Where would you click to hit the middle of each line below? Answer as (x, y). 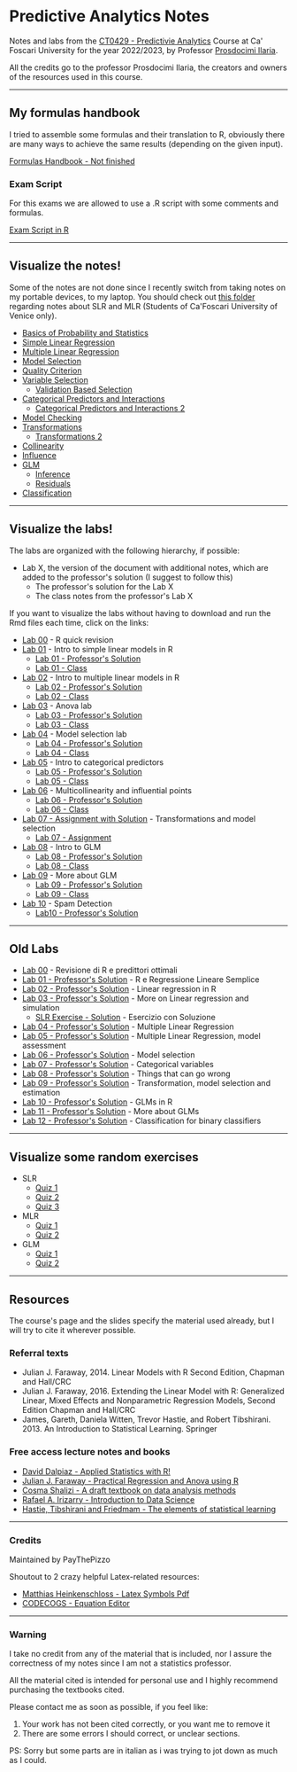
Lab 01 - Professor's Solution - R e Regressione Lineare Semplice (141, 980)
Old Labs (34, 949)
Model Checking (52, 418)
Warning (28, 1635)
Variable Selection (55, 379)
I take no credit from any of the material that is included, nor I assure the (141, 1654)
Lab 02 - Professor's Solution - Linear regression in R (119, 989)
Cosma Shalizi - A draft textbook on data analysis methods (129, 1490)
